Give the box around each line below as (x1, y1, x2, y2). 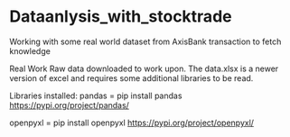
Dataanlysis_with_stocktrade (9, 6, 232, 27)
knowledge (9, 45, 51, 56)
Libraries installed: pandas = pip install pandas (9, 90, 182, 101)
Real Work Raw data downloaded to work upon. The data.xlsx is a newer (9, 63, 279, 74)
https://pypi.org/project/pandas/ (9, 99, 129, 110)
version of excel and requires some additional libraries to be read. (9, 72, 254, 83)
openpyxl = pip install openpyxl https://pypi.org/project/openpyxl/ (9, 117, 255, 128)
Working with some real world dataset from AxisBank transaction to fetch (9, 36, 282, 47)
